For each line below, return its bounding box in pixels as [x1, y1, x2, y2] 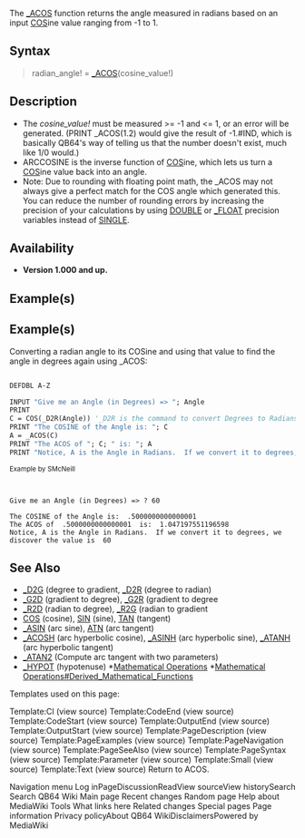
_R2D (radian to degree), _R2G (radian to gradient [22, 603, 209, 615]
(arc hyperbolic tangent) [22, 642, 114, 653]
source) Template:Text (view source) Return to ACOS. [9, 764, 210, 775]
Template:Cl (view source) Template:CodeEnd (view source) [9, 706, 234, 717]
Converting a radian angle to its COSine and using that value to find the [9, 346, 275, 356]
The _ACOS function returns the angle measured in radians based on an [9, 8, 279, 18]
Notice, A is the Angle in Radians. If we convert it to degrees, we [9, 528, 282, 537]
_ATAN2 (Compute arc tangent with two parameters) [22, 652, 220, 663]
